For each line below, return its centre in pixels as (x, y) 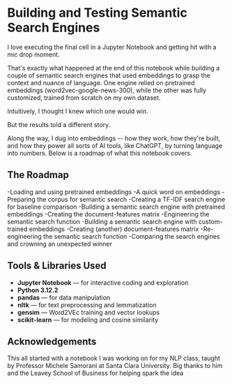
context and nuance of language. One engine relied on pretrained (101, 82)
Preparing (22, 199)
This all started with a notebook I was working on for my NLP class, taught (114, 358)
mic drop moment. (34, 54)
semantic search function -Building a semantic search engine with (102, 221)
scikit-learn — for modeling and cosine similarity (88, 320)
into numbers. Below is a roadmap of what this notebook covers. (100, 153)
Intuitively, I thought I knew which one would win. (78, 111)
